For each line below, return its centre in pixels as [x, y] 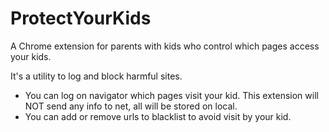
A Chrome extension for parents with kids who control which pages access [165, 46]
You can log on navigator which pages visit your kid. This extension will [171, 95]
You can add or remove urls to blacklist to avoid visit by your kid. [158, 116]
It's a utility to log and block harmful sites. [96, 76]
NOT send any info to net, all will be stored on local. [131, 106]
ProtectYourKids [81, 18]
